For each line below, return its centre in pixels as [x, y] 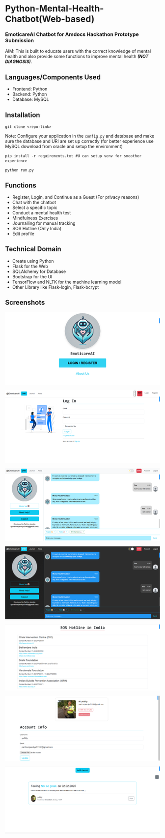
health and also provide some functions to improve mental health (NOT [77, 57]
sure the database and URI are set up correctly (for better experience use [79, 141]
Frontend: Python [30, 89]
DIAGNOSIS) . [19, 61]
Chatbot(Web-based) [50, 19]
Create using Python [33, 261]
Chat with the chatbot [34, 202]
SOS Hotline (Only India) [37, 228]
